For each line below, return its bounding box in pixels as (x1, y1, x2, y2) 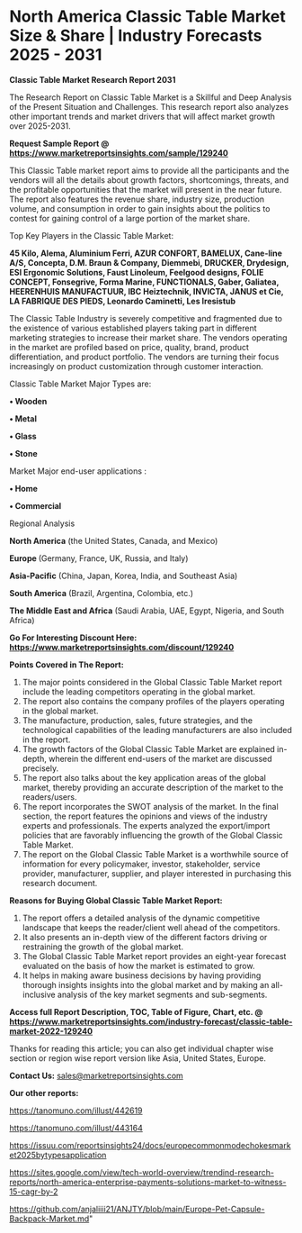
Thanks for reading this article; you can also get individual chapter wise (9, 1043, 274, 1054)
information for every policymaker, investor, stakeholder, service (22, 858, 261, 869)
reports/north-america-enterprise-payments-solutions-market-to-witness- (9, 1176, 287, 1187)
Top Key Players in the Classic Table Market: (9, 230, 173, 240)
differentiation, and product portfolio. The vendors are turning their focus (9, 351, 280, 362)
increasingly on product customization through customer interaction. (9, 360, 263, 371)
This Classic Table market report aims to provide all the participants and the (9, 165, 289, 176)
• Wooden (9, 395, 48, 406)
